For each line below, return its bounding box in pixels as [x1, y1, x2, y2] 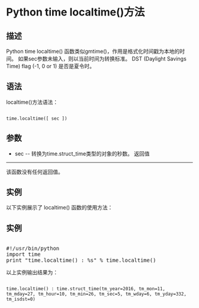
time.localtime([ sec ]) [6, 115, 68, 122]
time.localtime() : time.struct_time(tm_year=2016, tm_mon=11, [6, 286, 166, 292]
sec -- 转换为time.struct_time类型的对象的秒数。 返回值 [14, 150, 150, 157]
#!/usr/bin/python [6, 245, 60, 252]
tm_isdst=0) [6, 296, 36, 303]
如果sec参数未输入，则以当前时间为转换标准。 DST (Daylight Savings [17, 55, 187, 62]
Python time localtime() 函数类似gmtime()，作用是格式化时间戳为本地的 [6, 48, 180, 55]
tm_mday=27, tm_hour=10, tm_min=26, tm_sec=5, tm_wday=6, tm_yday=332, [6, 291, 187, 297]
